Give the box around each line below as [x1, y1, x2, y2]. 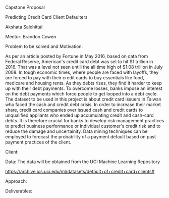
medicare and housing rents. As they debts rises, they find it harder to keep [5, 80, 162, 86]
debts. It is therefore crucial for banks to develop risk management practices [5, 118, 164, 123]
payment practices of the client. [5, 139, 72, 145]
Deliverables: [5, 188, 33, 194]
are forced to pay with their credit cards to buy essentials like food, [5, 75, 145, 80]
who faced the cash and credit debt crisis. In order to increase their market [5, 102, 161, 108]
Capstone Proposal [5, 5, 45, 10]
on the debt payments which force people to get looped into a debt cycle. [5, 91, 158, 96]
